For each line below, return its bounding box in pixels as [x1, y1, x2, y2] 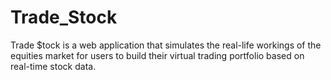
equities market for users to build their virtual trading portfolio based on [10, 49, 305, 61]
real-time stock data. [10, 60, 97, 72]
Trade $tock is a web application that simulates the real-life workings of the [10, 39, 322, 51]
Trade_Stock [10, 6, 118, 29]
